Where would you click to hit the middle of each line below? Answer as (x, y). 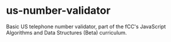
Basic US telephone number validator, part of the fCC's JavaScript (86, 26)
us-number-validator (58, 11)
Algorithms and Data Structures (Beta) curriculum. (66, 32)
